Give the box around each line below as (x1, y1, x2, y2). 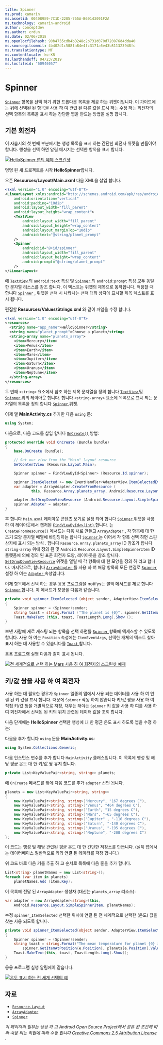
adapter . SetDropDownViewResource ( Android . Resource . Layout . (14, 497, 138, 503)
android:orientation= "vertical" (14, 196, 79, 201)
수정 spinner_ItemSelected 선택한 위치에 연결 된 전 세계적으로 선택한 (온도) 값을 (5, 912, 158, 918)
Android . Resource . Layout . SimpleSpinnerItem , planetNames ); (14, 903, 136, 908)
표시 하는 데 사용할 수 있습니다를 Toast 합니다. (5, 640, 92, 646)
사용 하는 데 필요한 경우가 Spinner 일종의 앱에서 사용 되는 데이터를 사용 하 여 (5, 691, 149, 697)
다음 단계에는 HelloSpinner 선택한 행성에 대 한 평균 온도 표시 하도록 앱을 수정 (5, 719, 152, 725)
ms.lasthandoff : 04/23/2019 (5, 57, 62, 62)
